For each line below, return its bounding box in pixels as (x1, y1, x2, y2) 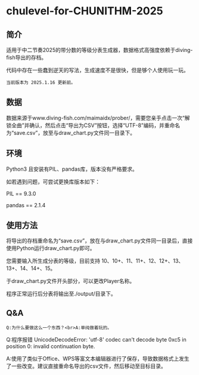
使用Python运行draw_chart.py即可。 (6, 245, 95, 252)
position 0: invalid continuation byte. (6, 343, 95, 350)
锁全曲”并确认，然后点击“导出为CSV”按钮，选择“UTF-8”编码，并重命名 (6, 121, 181, 129)
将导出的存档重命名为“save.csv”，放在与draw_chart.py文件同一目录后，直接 (6, 237, 193, 244)
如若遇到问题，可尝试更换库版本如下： (6, 178, 100, 185)
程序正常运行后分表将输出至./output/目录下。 (6, 290, 116, 297)
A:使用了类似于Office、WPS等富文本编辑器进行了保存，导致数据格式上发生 (6, 355, 189, 362)
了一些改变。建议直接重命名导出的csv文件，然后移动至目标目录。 (6, 362, 167, 370)
